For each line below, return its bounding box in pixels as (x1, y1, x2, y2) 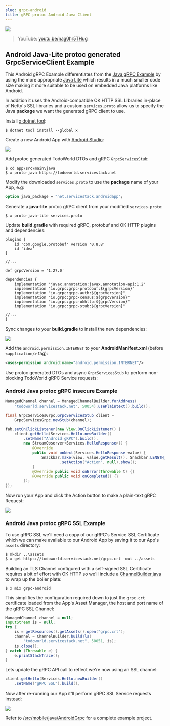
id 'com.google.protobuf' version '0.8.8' (14, 241, 105, 247)
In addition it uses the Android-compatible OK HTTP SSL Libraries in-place (5, 97, 161, 104)
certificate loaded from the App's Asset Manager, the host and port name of (5, 600, 163, 606)
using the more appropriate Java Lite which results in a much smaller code (5, 77, 161, 83)
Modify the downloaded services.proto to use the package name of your (5, 179, 159, 185)
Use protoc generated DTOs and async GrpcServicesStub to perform (5, 370, 148, 376)
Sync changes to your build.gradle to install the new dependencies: (5, 326, 147, 332)
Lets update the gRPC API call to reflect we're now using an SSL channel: (5, 667, 158, 673)
